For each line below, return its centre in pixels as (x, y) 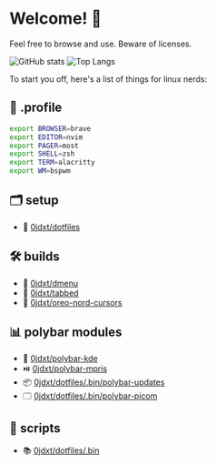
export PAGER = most (44, 146)
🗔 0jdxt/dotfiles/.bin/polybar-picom (90, 396)
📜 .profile (36, 108)
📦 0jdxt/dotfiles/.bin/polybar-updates (93, 382)
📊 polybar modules (66, 333)
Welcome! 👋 (56, 19)
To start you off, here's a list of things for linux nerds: (108, 79)
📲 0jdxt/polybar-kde (60, 359)
